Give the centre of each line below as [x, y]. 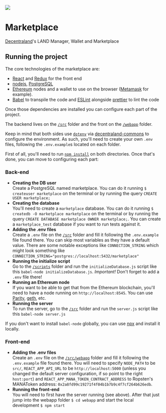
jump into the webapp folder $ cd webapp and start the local [73, 400]
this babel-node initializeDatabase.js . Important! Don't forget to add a [86, 272]
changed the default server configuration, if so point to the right [77, 374]
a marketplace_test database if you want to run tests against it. [77, 224]
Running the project [36, 57]
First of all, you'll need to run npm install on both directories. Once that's [80, 154]
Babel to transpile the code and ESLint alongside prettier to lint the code [86, 99]
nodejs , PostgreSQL [33, 83]
